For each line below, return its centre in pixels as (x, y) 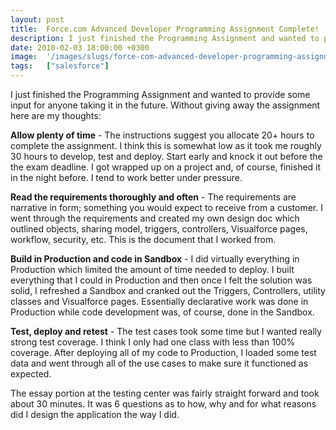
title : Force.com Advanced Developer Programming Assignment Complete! (165, 29)
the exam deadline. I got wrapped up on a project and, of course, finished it (166, 167)
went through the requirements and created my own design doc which (155, 218)
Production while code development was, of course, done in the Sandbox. (162, 312)
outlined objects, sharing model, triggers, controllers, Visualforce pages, (159, 229)
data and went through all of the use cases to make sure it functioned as (159, 363)
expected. (31, 374)
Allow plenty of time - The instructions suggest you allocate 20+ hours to (162, 135)
